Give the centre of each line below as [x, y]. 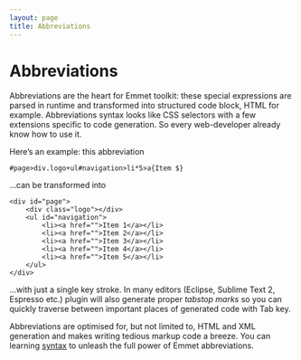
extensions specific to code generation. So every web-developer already [145, 125]
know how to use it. [46, 134]
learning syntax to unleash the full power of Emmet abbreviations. [132, 346]
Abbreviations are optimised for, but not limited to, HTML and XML [132, 327]
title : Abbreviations [50, 26]
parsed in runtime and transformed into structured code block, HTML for [145, 106]
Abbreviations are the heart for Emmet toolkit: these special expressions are [150, 96]
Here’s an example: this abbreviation [77, 152]
